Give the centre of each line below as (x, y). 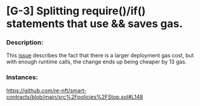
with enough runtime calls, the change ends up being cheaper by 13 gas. (96, 62)
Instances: (22, 77)
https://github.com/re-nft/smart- (46, 90)
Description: (25, 43)
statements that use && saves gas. (95, 24)
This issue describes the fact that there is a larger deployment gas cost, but (100, 56)
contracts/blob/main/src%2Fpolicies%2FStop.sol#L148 (75, 96)
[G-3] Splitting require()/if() (76, 11)
